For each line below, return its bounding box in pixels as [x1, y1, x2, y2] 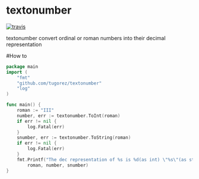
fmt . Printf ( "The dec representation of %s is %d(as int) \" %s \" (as [17, 157, 187, 162]
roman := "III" [17, 108, 54, 113]
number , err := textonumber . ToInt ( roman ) [17, 113, 120, 119]
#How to [6, 52, 27, 59]
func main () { [6, 102, 41, 108]
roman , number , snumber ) [27, 162, 89, 168]
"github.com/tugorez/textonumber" [17, 80, 102, 86]
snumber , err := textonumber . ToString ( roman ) [17, 135, 131, 141]
